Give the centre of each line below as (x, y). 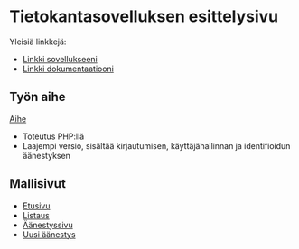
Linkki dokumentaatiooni (68, 69)
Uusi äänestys (49, 234)
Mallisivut (37, 184)
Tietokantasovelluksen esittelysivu (144, 17)
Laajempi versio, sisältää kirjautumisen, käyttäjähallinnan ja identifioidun (156, 145)
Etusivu (36, 206)
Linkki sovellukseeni (60, 59)
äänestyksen (46, 155)
